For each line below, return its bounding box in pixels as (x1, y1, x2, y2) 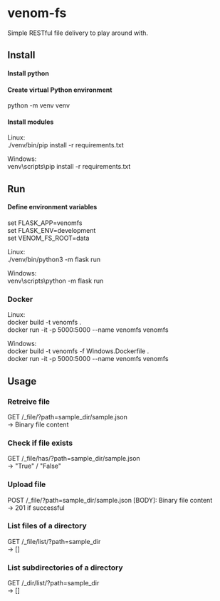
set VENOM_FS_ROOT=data (7, 234, 90, 242)
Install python (7, 69, 50, 78)
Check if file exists (7, 438, 73, 448)
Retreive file (7, 397, 51, 407)
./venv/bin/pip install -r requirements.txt (7, 141, 124, 150)
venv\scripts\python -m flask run (7, 276, 104, 285)
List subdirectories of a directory (7, 563, 123, 573)
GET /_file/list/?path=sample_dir (7, 537, 101, 545)
